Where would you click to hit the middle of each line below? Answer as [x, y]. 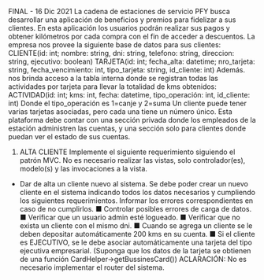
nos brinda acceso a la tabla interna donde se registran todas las [113, 78]
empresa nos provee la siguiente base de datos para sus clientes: [115, 45]
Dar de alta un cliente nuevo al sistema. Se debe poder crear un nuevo [134, 184]
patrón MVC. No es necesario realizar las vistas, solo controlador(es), [132, 160]
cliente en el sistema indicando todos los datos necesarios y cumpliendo [138, 192]
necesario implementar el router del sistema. [92, 267]
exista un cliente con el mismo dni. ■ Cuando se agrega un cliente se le [136, 226]
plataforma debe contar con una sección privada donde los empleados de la [132, 120]
